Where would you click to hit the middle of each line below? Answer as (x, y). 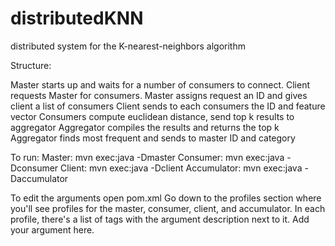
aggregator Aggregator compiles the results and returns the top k (145, 127)
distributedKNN (77, 18)
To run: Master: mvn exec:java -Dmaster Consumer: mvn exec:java (147, 157)
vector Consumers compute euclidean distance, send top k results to (152, 116)
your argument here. (52, 229)
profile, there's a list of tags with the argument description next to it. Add (160, 219)
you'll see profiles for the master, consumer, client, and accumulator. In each (168, 208)
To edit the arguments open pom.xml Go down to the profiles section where (166, 198)
